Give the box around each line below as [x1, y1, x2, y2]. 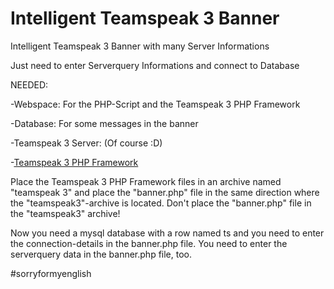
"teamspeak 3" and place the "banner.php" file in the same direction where [10, 186, 320, 198]
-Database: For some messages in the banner [10, 117, 199, 129]
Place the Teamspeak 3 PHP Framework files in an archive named [10, 175, 282, 187]
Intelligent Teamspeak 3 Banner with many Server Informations [10, 40, 270, 52]
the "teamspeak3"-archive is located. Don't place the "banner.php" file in [10, 197, 312, 209]
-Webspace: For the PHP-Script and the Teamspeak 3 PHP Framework [10, 98, 301, 110]
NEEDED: [10, 78, 49, 91]
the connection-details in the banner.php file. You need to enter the [10, 237, 288, 249]
